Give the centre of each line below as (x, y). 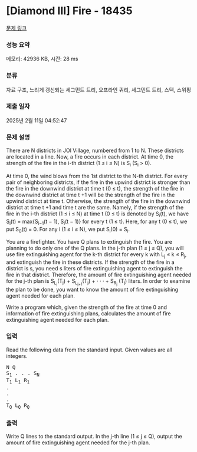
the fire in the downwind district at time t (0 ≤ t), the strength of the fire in (95, 188)
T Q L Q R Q (18, 406)
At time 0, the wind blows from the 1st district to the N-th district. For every (97, 176)
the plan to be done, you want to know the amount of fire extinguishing (92, 290)
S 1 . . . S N (23, 374)
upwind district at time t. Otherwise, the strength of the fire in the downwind (98, 201)
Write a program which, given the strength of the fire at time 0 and (86, 307)
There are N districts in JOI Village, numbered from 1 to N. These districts (95, 151)
